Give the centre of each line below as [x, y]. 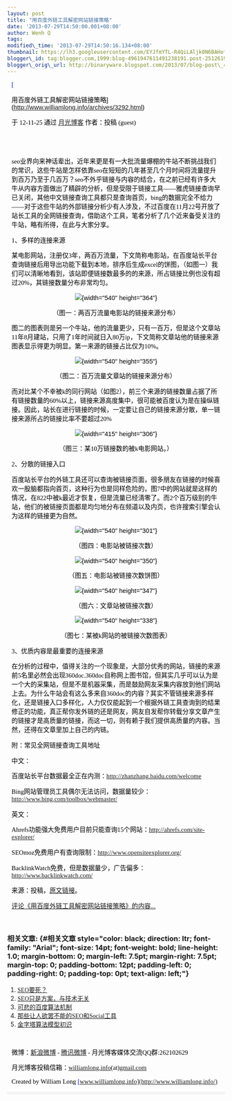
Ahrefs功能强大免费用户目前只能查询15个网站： [80, 830]
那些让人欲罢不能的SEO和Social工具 [67, 1016]
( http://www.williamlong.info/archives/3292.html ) [78, 107]
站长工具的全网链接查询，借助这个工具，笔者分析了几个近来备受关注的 [116, 216]
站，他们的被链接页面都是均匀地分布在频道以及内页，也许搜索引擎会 [113, 507]
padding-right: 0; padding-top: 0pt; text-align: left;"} [98, 974]
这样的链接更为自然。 [49, 516]
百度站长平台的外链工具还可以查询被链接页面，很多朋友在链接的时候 [113, 480]
